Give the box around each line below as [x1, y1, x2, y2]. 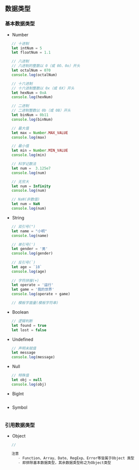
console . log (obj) [11, 382, 47, 387]
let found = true [11, 323, 47, 328]
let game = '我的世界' [11, 287, 55, 292]
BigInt [12, 390, 24, 397]
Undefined [12, 336, 33, 342]
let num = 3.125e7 [11, 166, 51, 171]
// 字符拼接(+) [11, 278, 39, 283]
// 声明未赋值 [11, 346, 36, 351]
